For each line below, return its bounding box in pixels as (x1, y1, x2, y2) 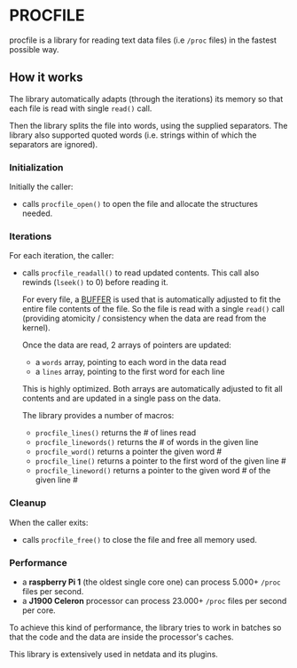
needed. (21, 208, 53, 219)
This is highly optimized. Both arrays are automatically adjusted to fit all (21, 384, 283, 394)
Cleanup (9, 497, 47, 509)
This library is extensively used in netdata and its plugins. (9, 648, 219, 659)
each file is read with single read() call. (9, 103, 152, 114)
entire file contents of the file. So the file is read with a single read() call (21, 304, 285, 314)
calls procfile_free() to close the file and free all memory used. (21, 534, 257, 545)
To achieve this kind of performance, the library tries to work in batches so (9, 622, 282, 632)
